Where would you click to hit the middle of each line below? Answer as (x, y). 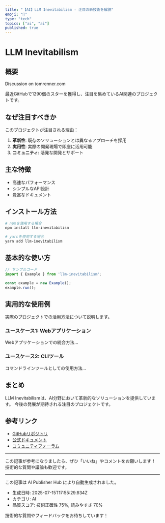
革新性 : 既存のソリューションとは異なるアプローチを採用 (69, 140)
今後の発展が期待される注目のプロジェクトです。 (64, 404)
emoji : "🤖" (16, 14)
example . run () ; (21, 288)
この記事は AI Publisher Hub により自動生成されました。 (62, 482)
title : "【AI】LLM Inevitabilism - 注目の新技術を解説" (59, 10)
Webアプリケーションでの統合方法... (42, 342)
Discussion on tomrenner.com (35, 84)
